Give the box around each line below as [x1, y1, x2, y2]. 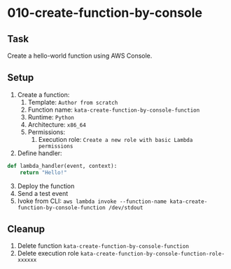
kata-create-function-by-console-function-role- [80, 251, 225, 258]
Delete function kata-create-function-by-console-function [17, 242, 189, 250]
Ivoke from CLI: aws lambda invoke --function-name [17, 197, 167, 205]
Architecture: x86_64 [27, 120, 86, 129]
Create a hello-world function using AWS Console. [7, 51, 153, 60]
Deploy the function [17, 181, 75, 190]
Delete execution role [17, 249, 79, 258]
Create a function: [17, 90, 70, 99]
